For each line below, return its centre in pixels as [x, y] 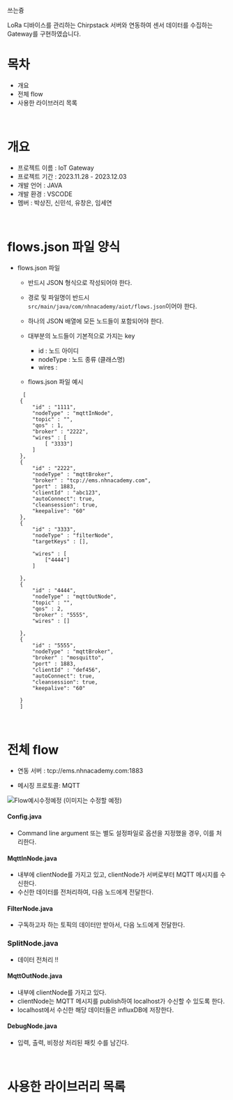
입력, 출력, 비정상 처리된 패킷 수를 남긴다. [73, 1043]
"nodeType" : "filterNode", [73, 535]
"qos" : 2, [48, 609]
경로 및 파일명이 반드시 [59, 297]
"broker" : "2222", [61, 432]
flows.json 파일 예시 [55, 381]
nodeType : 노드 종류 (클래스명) [82, 359]
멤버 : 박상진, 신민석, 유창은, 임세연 [65, 203]
